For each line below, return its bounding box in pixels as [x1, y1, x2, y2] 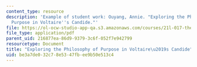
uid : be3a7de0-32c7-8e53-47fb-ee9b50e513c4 [6, 52, 114, 58]
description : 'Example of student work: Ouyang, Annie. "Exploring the [6, 14, 185, 20]
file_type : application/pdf [6, 30, 75, 36]
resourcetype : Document [6, 41, 64, 47]
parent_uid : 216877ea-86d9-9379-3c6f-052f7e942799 [6, 36, 133, 41]
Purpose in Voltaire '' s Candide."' [11, 19, 98, 25]
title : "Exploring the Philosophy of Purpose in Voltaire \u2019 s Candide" [6, 47, 193, 52]
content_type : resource [6, 8, 64, 15]
